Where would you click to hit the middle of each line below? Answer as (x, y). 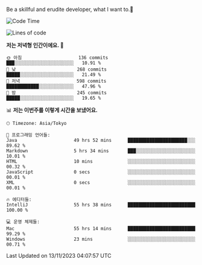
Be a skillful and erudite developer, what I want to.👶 (70, 9)
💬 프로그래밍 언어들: (28, 135)
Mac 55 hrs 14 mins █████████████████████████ (101, 229)
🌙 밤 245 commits (57, 93)
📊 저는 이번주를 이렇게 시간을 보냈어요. (52, 110)
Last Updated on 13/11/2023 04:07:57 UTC (59, 256)
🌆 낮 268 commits (57, 69)
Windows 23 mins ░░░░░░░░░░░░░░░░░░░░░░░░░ (101, 239)
